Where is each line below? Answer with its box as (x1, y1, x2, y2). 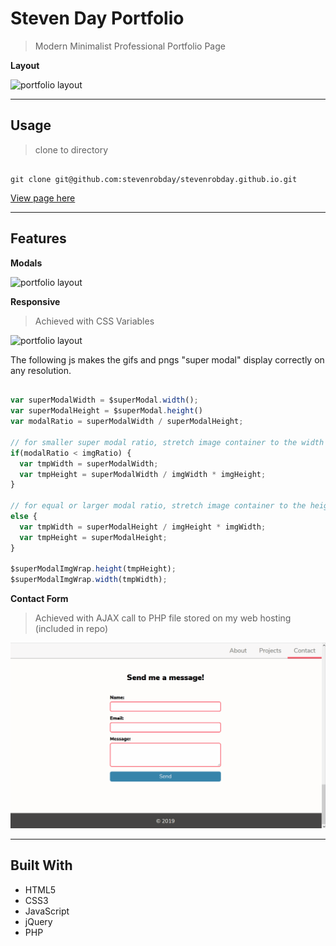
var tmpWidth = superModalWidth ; (19, 458, 159, 469)
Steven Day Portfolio (10, 7, 185, 30)
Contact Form (10, 593, 69, 605)
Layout (10, 59, 40, 71)
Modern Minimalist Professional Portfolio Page (34, 40, 226, 52)
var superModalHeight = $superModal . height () (10, 406, 203, 416)
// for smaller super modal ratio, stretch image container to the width (10, 437, 325, 447)
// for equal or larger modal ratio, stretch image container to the (10, 501, 307, 511)
